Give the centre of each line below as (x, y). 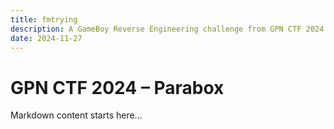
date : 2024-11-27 (46, 38)
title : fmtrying (44, 19)
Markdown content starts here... (76, 115)
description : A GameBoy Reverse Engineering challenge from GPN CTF (156, 29)
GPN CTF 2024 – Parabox (117, 87)
